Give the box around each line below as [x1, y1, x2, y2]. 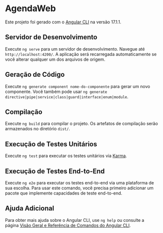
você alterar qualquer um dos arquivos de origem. [5, 56, 106, 62]
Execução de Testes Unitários [5, 140, 97, 148]
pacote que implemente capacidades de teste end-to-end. [5, 190, 123, 196]
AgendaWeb [5, 3, 56, 14]
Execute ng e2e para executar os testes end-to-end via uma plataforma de [5, 180, 154, 185]
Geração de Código [5, 71, 65, 79]
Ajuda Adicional [5, 204, 54, 213]
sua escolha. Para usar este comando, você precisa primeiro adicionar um [5, 185, 154, 191]
